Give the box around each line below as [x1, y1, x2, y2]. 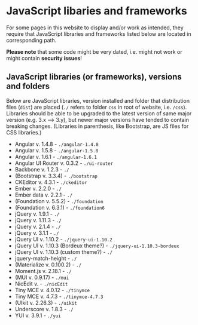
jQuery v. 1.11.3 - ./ [14, 216, 62, 223]
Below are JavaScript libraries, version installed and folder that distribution [6, 97, 190, 104]
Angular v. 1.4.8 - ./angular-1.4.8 [14, 140, 99, 148]
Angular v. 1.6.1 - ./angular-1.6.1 [14, 153, 98, 160]
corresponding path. [6, 36, 57, 44]
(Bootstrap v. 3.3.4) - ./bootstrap [14, 172, 98, 179]
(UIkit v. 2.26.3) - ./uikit [14, 299, 78, 306]
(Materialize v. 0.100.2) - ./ [14, 261, 82, 268]
